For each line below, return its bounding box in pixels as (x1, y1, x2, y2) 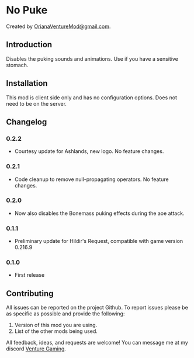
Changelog (6, 117, 47, 127)
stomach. (6, 61, 29, 68)
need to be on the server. (6, 100, 67, 107)
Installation (6, 78, 48, 88)
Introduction (6, 40, 53, 50)
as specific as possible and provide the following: (6, 310, 125, 317)
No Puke (6, 4, 48, 17)
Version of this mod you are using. (14, 322, 98, 329)
